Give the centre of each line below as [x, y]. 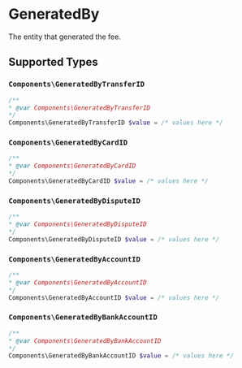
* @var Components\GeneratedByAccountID [78, 282]
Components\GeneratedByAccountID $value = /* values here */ [114, 297]
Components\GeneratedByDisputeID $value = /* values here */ [114, 239]
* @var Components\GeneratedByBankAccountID [85, 341]
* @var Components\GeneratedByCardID [72, 166]
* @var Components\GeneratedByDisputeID [78, 224]
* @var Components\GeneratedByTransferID [80, 108]
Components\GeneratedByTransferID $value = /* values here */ [116, 123]
